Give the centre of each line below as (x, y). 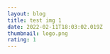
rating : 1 (22, 40)
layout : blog (27, 14)
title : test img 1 (34, 20)
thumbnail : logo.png (38, 33)
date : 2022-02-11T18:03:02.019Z (55, 27)
